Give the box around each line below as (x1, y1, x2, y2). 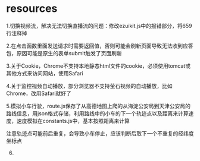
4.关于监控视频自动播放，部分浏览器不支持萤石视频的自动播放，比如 (6, 82, 173, 89)
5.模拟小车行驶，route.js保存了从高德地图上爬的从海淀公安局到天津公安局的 (6, 102, 191, 109)
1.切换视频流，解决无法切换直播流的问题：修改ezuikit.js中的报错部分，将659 (6, 22, 192, 29)
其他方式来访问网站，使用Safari (6, 70, 83, 77)
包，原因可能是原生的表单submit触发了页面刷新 (6, 49, 122, 56)
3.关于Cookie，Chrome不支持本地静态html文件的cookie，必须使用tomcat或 (6, 62, 191, 70)
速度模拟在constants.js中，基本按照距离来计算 (16, 117, 130, 124)
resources (6, 2, 58, 15)
